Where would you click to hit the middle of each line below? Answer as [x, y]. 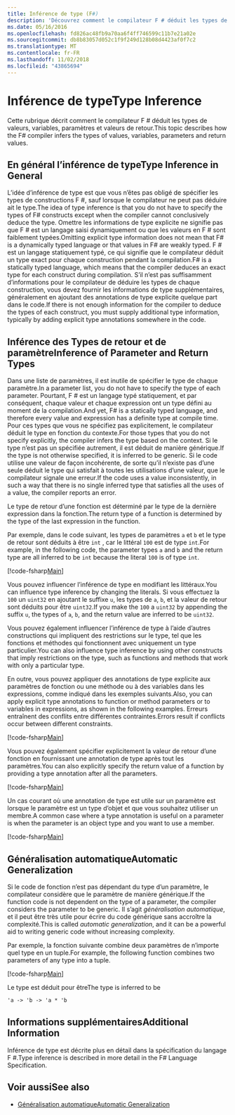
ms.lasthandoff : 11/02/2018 [48, 60]
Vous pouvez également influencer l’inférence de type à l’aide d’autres [109, 628]
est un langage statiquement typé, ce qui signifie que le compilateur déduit [115, 252]
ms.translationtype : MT [42, 46]
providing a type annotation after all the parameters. [82, 773]
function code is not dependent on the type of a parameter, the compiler [112, 902]
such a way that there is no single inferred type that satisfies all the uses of [116, 485]
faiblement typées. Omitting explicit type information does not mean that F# [116, 238]
